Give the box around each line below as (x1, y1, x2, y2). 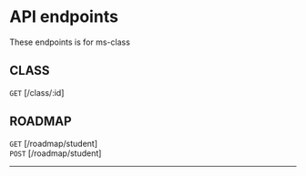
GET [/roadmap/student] (9, 138, 98, 149)
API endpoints (9, 6, 118, 27)
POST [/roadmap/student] (9, 148, 102, 159)
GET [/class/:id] (9, 87, 65, 98)
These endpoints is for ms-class (9, 36, 130, 47)
